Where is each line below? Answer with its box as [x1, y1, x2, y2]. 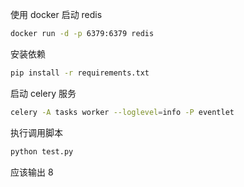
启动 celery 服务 [10, 87, 77, 99]
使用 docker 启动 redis [10, 9, 103, 20]
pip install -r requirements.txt [10, 68, 150, 78]
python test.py [10, 146, 74, 157]
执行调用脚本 [10, 126, 63, 138]
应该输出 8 [10, 166, 54, 178]
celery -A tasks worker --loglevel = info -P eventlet [10, 107, 235, 117]
